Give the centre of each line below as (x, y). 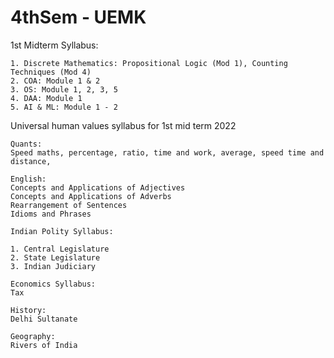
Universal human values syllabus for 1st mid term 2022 (123, 125)
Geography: (33, 336)
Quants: (26, 144)
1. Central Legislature (60, 249)
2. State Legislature (55, 257)
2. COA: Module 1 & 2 (55, 81)
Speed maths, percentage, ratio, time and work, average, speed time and (167, 152)
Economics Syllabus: (53, 284)
